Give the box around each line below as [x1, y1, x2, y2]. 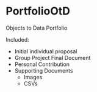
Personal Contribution [14, 61, 70, 68]
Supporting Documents [14, 67, 74, 74]
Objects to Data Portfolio [5, 24, 68, 31]
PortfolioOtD [5, 4, 71, 18]
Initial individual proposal [14, 47, 77, 55]
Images [23, 73, 43, 80]
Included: [5, 36, 30, 43]
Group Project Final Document [14, 54, 91, 61]
